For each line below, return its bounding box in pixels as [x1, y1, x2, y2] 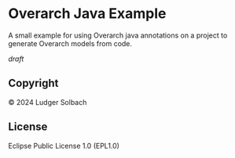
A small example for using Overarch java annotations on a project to [8, 31, 228, 40]
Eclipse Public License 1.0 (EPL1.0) [8, 141, 120, 150]
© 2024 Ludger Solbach [8, 97, 87, 106]
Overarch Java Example [8, 5, 167, 23]
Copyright [8, 77, 59, 90]
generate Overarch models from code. [8, 38, 132, 48]
